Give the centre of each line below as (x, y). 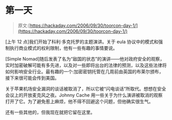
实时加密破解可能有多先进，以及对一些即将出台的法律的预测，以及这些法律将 (86, 65)
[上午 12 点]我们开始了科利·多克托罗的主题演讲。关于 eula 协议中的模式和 (82, 42)
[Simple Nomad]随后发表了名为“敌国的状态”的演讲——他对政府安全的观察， (85, 58)
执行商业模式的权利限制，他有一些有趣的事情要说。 (63, 48)
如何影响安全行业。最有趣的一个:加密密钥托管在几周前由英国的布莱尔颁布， (84, 71)
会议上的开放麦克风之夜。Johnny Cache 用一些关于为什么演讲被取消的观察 (84, 95)
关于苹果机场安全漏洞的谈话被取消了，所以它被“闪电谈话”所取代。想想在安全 (86, 88)
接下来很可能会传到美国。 (32, 78)
